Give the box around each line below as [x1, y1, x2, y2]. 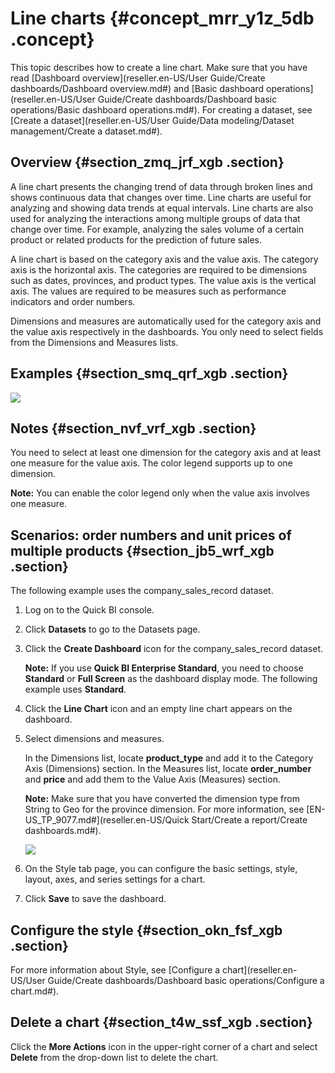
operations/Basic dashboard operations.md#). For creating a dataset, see [10, 103, 313, 116]
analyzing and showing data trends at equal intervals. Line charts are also [10, 202, 314, 214]
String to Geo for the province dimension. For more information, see [24, 803, 305, 816]
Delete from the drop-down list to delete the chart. [10, 1051, 219, 1063]
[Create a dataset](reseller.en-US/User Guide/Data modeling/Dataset [10, 114, 295, 126]
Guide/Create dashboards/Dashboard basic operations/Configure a [47, 975, 325, 986]
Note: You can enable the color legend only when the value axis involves [10, 487, 310, 499]
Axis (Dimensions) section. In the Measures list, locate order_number [24, 763, 312, 775]
